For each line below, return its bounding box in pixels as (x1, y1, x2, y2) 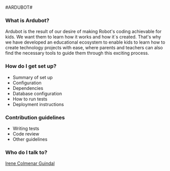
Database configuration (12, 90, 62, 96)
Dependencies (12, 85, 44, 91)
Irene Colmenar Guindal (5, 160, 55, 166)
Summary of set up (12, 74, 53, 80)
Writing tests (12, 125, 40, 131)
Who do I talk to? (5, 149, 48, 156)
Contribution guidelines (5, 114, 65, 121)
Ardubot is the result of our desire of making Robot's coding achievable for (5, 28, 162, 35)
